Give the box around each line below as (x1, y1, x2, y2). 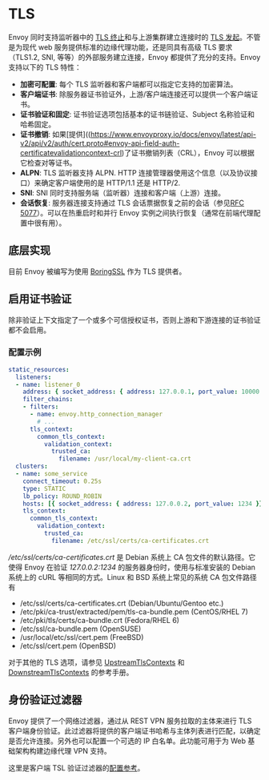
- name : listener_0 (15, 380, 81, 388)
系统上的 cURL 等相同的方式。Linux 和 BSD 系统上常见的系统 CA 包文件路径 (8, 572, 258, 581)
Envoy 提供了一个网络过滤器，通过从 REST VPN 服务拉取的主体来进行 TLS (8, 716, 252, 726)
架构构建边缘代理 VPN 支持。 (14, 746, 112, 755)
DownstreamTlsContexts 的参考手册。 (8, 667, 134, 677)
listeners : (15, 373, 52, 381)
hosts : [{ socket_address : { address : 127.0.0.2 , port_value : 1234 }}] (22, 500, 267, 508)
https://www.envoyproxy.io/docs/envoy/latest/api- (90, 129, 256, 139)
